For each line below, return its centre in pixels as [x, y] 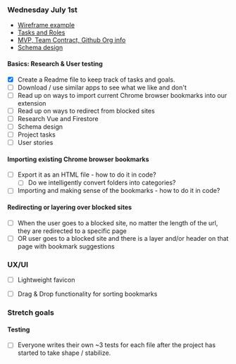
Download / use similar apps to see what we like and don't [102, 87]
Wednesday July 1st [42, 10]
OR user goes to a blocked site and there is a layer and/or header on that [123, 238]
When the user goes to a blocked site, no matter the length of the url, [118, 222]
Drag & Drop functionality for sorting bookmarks [87, 294]
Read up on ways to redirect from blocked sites [86, 111]
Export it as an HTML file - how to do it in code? [87, 175]
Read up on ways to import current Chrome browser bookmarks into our [122, 95]
